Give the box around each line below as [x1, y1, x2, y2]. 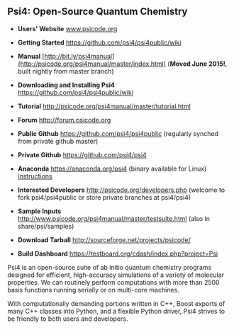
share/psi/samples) [17, 222, 74, 230]
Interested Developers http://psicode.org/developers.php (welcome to [17, 186, 225, 194]
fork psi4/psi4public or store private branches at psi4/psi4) [17, 193, 191, 201]
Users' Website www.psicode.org [17, 24, 118, 33]
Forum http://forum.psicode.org [17, 115, 111, 124]
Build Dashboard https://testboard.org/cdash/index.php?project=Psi [17, 249, 218, 258]
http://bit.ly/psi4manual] [44, 52, 115, 60]
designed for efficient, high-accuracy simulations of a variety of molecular [7, 271, 225, 279]
